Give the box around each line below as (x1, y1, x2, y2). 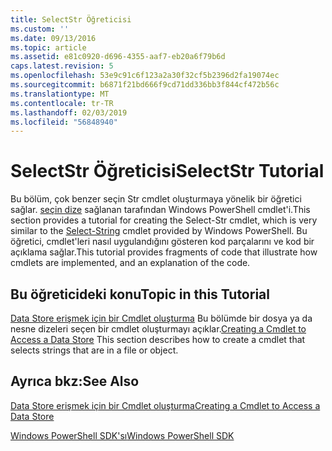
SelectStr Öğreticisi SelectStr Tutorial (10, 160, 325, 183)
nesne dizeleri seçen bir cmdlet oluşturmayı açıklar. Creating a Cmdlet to (10, 323, 307, 335)
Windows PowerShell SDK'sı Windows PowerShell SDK (10, 429, 235, 441)
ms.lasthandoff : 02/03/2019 (10, 107, 128, 118)
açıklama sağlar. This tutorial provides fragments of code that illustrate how (10, 246, 318, 258)
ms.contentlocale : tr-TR (10, 98, 114, 108)
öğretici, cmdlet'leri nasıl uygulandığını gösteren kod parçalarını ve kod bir (10, 236, 315, 248)
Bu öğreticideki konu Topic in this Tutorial (10, 286, 270, 303)
